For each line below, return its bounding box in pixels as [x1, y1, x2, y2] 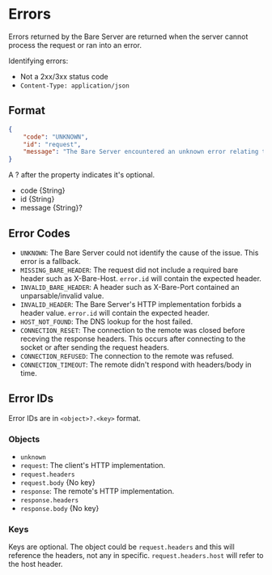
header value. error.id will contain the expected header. [19, 308, 210, 317]
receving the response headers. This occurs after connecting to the [19, 334, 246, 343]
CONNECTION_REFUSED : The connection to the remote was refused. [19, 351, 235, 360]
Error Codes [8, 226, 70, 240]
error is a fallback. [19, 256, 81, 266]
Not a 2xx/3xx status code [19, 71, 109, 81]
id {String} [19, 194, 55, 204]
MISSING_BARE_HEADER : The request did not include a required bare [19, 265, 239, 275]
